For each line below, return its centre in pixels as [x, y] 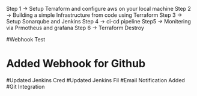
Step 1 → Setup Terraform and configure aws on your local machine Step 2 [98, 9]
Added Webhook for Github [76, 64]
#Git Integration [26, 86]
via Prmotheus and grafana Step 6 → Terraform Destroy [75, 28]
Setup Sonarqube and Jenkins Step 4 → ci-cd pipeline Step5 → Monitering [98, 21]
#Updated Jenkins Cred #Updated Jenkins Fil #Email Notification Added [95, 80]
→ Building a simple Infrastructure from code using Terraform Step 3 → [94, 15]
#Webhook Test [26, 39]
